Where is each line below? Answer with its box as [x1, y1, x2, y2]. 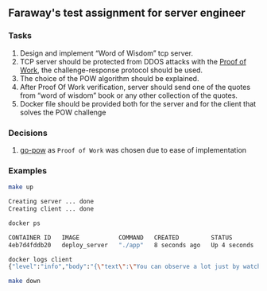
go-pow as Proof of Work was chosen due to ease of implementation [19, 145, 247, 154]
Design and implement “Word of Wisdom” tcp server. [19, 48, 193, 58]
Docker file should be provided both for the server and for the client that [19, 99, 257, 108]
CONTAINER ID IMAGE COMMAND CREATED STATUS [8, 234, 233, 242]
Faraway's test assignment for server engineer [8, 6, 246, 20]
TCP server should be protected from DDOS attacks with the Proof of [19, 56, 246, 66]
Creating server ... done [8, 198, 94, 206]
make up [8, 183, 34, 192]
